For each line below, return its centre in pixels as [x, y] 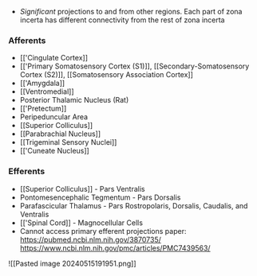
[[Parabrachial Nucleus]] [60, 134]
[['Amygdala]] [42, 84]
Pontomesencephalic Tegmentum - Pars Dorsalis [100, 197]
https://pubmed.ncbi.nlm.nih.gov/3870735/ [91, 239]
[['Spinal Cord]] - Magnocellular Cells [81, 223]
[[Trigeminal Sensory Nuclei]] [68, 142]
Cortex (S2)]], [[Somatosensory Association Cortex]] [107, 75]
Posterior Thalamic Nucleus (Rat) [74, 100]
